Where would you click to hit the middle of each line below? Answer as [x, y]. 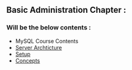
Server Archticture [39, 47]
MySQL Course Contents [47, 41]
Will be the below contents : [49, 28]
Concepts [28, 60]
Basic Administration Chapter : [66, 10]
